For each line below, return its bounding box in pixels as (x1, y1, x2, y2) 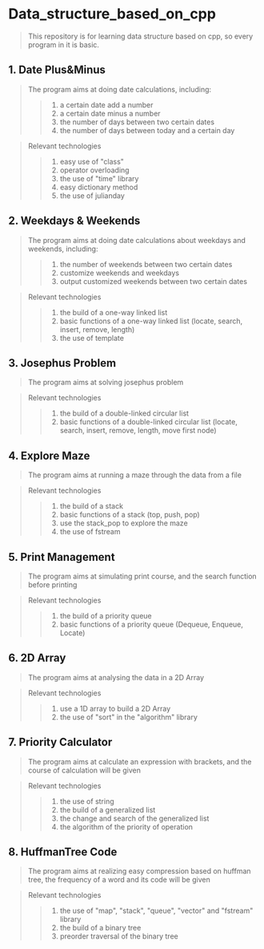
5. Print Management (8, 550, 115, 564)
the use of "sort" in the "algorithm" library (59, 712, 198, 722)
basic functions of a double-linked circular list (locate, (59, 417, 238, 427)
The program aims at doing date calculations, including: (27, 84, 212, 94)
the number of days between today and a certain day (59, 125, 235, 135)
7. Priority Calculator (8, 736, 113, 749)
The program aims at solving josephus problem (27, 378, 184, 387)
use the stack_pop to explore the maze (59, 518, 188, 528)
